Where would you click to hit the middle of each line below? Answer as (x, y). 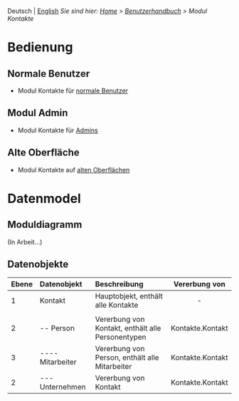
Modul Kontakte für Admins (58, 130)
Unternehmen (63, 387)
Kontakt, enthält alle (128, 328)
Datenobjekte (38, 265)
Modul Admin (38, 113)
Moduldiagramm (45, 225)
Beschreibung (119, 284)
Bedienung (40, 47)
